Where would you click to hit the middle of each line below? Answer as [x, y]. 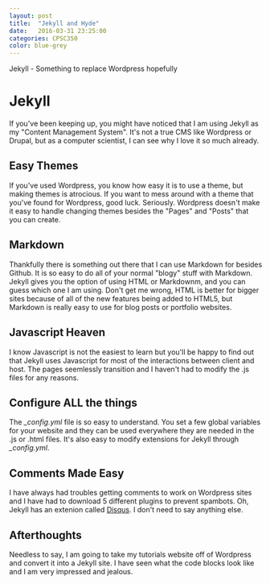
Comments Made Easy [67, 473]
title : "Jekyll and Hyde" [54, 23]
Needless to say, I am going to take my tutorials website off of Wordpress [130, 554]
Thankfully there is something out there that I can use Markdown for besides [136, 264]
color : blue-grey [38, 46]
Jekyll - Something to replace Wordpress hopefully [93, 68]
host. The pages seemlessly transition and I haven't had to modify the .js [129, 369]
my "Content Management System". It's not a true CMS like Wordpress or [131, 132]
